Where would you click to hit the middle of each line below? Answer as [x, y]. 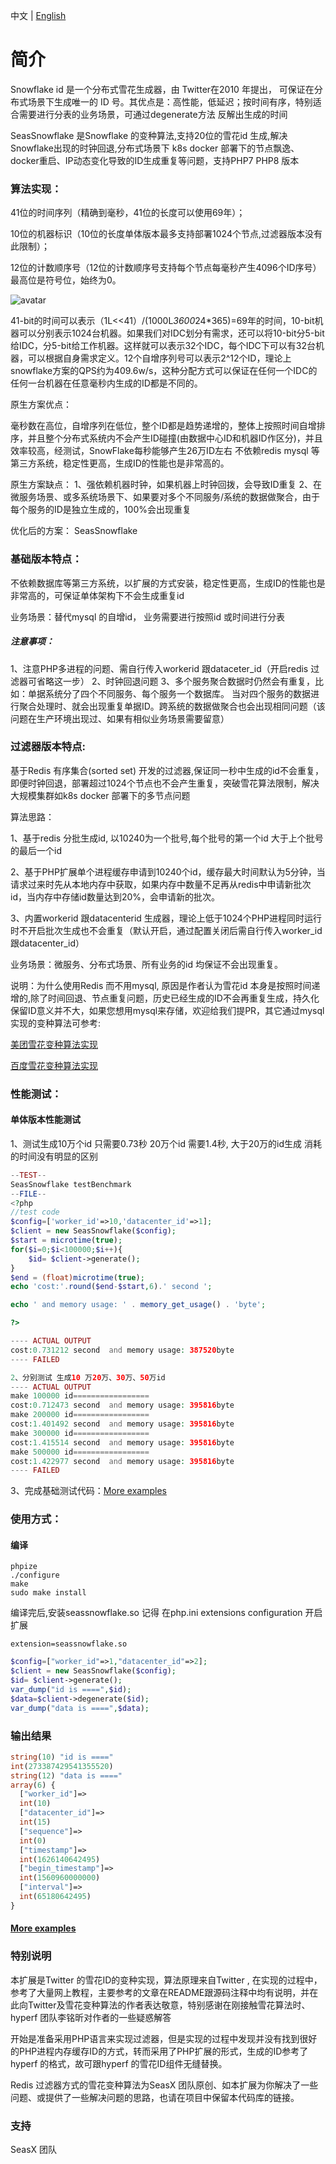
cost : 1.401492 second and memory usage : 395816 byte [122, 1424]
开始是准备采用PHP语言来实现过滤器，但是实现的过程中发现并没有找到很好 [164, 2038]
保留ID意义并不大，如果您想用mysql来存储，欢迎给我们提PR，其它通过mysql [167, 1010]
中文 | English [38, 15]
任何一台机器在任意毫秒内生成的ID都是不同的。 [106, 383]
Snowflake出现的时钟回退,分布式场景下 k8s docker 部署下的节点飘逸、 [155, 148]
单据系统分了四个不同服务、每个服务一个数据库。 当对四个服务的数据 [169, 693]
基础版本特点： [46, 559]
